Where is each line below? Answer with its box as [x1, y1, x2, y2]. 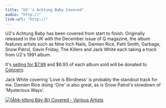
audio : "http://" [5, 12, 42, 17]
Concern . [5, 67, 25, 73]
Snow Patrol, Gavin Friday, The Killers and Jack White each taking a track [5, 46, 157, 53]
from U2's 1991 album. [5, 52, 52, 58]
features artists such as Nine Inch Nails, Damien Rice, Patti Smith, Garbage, [5, 41, 161, 47]
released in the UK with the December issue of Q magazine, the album [5, 36, 150, 42]
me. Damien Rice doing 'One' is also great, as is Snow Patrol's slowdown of [5, 82, 161, 88]
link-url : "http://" [5, 17, 49, 22]
